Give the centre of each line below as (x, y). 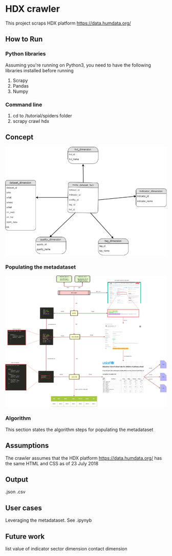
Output (17, 479)
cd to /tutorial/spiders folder (42, 115)
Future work (25, 536)
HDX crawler (33, 9)
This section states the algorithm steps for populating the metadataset (79, 429)
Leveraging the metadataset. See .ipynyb (49, 520)
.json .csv (15, 492)
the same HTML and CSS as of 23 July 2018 (52, 463)
